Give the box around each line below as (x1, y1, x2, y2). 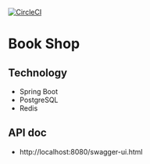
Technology (8, 66, 68, 79)
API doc (8, 126, 47, 140)
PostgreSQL (19, 95, 59, 104)
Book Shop (8, 35, 80, 53)
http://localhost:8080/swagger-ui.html (19, 147, 143, 156)
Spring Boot (19, 87, 59, 96)
